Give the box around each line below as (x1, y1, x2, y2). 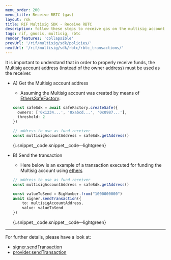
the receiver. (5, 70, 32, 76)
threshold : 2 (17, 114, 45, 120)
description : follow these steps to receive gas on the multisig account (5, 26, 165, 32)
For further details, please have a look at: (5, 234, 92, 240)
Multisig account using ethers (20, 167, 83, 174)
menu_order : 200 (5, 7, 40, 13)
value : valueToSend (22, 206, 64, 211)
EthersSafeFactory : (20, 95, 61, 101)
